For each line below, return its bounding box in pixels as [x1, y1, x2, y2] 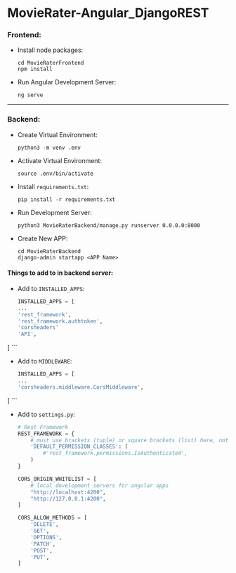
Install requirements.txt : [17, 182, 89, 191]
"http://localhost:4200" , [30, 489, 107, 496]
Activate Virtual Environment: [17, 156, 102, 165]
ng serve [17, 91, 44, 99]
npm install [17, 65, 53, 73]
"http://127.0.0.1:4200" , [30, 495, 107, 502]
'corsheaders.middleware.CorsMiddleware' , [17, 383, 144, 391]
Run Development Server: [17, 208, 93, 217]
